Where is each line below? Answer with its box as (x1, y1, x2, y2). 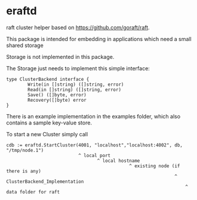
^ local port (78, 152, 111, 158)
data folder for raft (6, 189, 60, 195)
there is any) (6, 168, 42, 174)
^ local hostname (97, 158, 140, 164)
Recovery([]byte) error (27, 97, 87, 103)
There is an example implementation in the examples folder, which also (6, 112, 181, 120)
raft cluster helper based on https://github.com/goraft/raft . (6, 24, 150, 31)
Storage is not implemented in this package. (6, 53, 115, 60)
